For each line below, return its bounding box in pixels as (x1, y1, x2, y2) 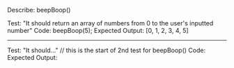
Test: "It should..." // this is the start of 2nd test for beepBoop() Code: (7, 46, 206, 54)
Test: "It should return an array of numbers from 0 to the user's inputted (7, 19, 214, 27)
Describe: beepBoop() (7, 6, 71, 14)
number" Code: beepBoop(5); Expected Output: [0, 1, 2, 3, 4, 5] (7, 27, 189, 34)
